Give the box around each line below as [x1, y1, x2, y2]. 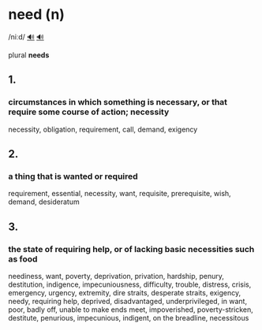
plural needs [8, 50, 50, 60]
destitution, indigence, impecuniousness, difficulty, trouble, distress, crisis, [8, 280, 252, 289]
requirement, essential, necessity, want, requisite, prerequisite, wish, [8, 189, 231, 198]
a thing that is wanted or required [8, 171, 138, 182]
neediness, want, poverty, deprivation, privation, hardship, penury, [8, 272, 225, 280]
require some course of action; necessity [8, 106, 170, 117]
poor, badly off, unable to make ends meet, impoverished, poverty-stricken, [8, 305, 254, 314]
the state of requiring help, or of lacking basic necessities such [8, 243, 255, 254]
